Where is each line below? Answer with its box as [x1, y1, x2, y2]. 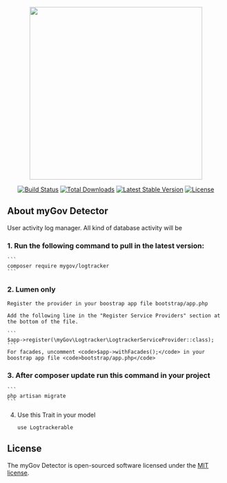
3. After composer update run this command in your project [7, 370, 210, 380]
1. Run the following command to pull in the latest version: [7, 240, 205, 250]
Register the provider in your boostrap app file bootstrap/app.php [7, 301, 208, 307]
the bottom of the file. [7, 319, 79, 325]
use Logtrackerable [17, 424, 74, 431]
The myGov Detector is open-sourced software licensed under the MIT [7, 461, 209, 469]
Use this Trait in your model [17, 410, 96, 419]
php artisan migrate [7, 392, 67, 399]
